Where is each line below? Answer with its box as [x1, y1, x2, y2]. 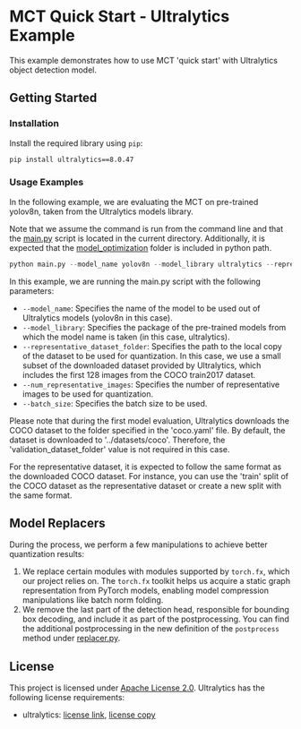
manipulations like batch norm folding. [21, 595, 164, 605]
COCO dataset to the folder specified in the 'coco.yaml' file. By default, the [9, 425, 286, 435]
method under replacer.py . [21, 633, 121, 644]
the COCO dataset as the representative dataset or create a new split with [9, 480, 282, 491]
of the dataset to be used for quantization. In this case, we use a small [21, 350, 281, 361]
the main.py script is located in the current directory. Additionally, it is [9, 233, 266, 244]
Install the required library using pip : [9, 137, 143, 149]
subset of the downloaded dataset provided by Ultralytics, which [21, 360, 262, 371]
